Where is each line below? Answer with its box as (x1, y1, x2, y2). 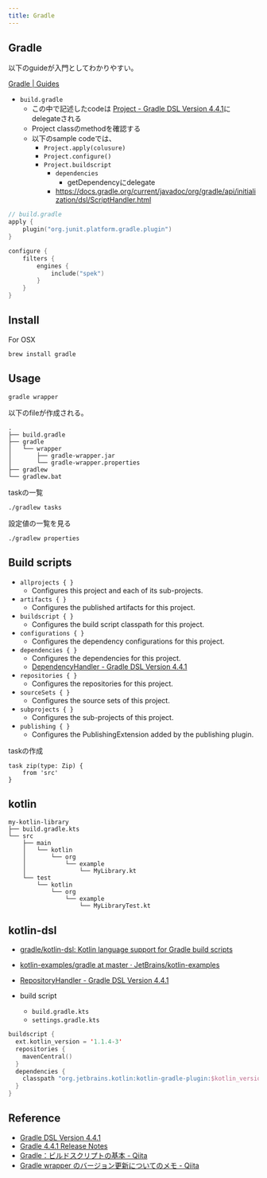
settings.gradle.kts (31, 1016, 100, 1024)
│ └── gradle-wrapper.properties (8, 459, 141, 467)
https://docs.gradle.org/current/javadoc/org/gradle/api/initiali (55, 186, 257, 196)
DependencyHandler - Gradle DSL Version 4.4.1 (31, 662, 188, 671)
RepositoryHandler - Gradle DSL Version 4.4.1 (19, 976, 169, 985)
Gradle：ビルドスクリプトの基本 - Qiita (19, 1150, 148, 1160)
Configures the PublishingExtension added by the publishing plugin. (31, 730, 254, 739)
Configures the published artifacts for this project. (31, 602, 195, 612)
